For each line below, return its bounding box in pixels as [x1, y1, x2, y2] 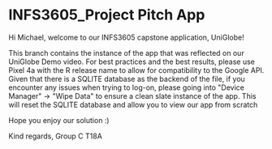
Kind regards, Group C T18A [8, 131, 103, 141]
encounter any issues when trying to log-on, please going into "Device [8, 83, 245, 92]
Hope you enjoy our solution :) [8, 115, 110, 125]
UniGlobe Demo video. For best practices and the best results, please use [8, 57, 256, 66]
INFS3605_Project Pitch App [8, 6, 205, 24]
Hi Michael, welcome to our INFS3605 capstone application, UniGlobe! [8, 32, 245, 42]
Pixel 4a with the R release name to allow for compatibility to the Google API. [8, 65, 265, 74]
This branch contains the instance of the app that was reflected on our [8, 48, 245, 57]
